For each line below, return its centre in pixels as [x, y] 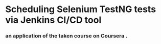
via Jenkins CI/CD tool [53, 20]
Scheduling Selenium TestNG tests [81, 9]
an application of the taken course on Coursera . [66, 36]
